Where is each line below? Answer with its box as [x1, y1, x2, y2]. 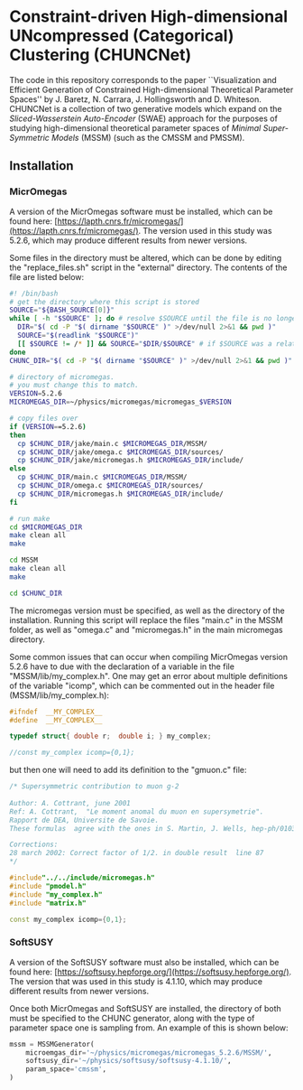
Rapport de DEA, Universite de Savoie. [9, 815, 160, 824]
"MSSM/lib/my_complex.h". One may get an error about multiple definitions [9, 670, 289, 681]
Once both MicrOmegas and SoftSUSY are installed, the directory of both [9, 1002, 281, 1013]
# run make [9, 514, 50, 523]
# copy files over [9, 414, 78, 423]
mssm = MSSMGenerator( [9, 1039, 95, 1048]
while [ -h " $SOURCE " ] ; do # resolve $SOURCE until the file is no [9, 314, 272, 323]
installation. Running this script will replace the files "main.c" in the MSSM [9, 614, 284, 625]
